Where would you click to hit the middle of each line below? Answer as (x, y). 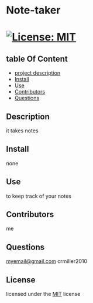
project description (37, 73)
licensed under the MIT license (43, 294)
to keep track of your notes (39, 196)
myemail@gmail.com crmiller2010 (47, 261)
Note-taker (33, 10)
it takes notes (22, 131)
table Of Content (37, 59)
